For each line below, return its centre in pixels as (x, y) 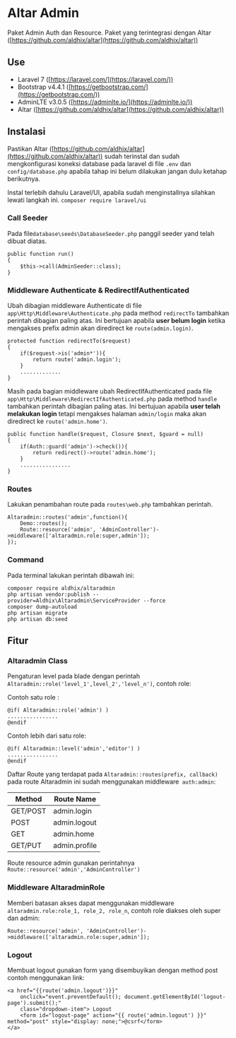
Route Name (75, 799)
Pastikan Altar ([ (31, 148)
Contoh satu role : (33, 697)
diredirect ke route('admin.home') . (58, 421)
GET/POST (29, 811)
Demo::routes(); (44, 524)
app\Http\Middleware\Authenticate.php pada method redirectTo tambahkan (118, 313)
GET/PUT (26, 846)
